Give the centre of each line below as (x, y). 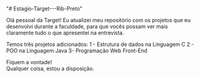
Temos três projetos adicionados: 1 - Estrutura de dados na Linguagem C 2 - (100, 44)
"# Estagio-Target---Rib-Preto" (44, 9)
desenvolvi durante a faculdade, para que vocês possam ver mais (87, 26)
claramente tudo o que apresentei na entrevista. (65, 33)
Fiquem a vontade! (29, 62)
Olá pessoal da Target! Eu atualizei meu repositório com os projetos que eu (99, 20)
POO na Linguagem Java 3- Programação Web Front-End (77, 51)
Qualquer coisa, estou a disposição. (50, 68)
